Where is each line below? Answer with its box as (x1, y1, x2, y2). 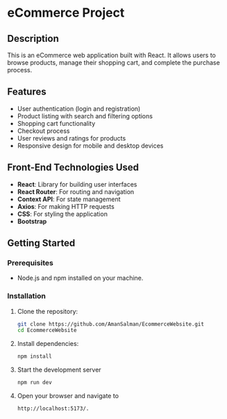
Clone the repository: (17, 307, 78, 315)
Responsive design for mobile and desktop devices (17, 141, 164, 150)
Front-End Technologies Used (7, 161, 140, 173)
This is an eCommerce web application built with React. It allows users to (7, 51, 217, 59)
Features (7, 86, 47, 98)
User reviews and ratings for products (17, 134, 126, 142)
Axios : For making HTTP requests (17, 202, 115, 210)
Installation (7, 291, 47, 301)
